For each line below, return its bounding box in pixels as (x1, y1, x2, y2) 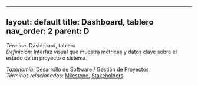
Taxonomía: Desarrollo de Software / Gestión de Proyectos (6, 66, 149, 73)
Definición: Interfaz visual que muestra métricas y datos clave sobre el (6, 48, 177, 55)
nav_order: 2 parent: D (6, 26, 90, 36)
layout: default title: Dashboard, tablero (6, 17, 154, 27)
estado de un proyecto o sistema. (6, 54, 87, 62)
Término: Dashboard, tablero (6, 42, 76, 49)
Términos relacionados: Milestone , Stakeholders (6, 72, 124, 79)
